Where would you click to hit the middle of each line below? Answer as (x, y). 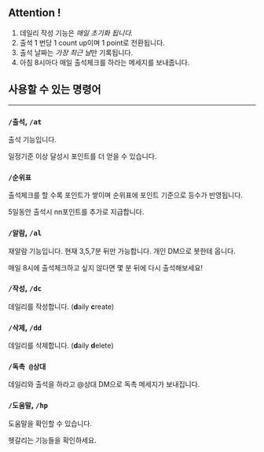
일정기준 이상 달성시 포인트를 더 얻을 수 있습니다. (82, 156)
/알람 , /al (25, 233)
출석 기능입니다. (33, 139)
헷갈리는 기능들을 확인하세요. (52, 440)
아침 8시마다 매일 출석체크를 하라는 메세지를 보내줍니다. (104, 62)
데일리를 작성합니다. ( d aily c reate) (61, 307)
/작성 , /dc (25, 288)
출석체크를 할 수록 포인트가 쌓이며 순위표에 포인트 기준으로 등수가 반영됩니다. (126, 195)
